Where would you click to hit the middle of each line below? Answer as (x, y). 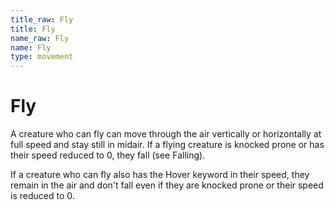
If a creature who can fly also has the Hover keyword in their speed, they (160, 175)
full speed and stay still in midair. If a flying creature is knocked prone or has (167, 145)
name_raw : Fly (40, 38)
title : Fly (33, 29)
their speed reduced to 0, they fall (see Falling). (108, 155)
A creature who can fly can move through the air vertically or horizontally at (166, 134)
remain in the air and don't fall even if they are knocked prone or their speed (167, 185)
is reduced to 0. (42, 196)
